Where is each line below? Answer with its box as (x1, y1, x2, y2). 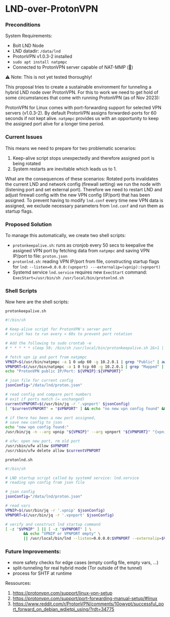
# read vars (5, 503, 30, 508)
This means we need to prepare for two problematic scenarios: (5, 145, 137, 151)
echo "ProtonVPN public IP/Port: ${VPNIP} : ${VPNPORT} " (5, 369, 123, 374)
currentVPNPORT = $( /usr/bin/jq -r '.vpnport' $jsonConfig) (5, 401, 130, 406)
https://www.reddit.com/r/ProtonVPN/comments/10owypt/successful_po (12, 601, 164, 607)
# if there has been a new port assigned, (5, 415, 96, 420)
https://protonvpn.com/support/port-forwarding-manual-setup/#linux (12, 596, 158, 602)
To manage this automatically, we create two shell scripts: (5, 232, 126, 239)
